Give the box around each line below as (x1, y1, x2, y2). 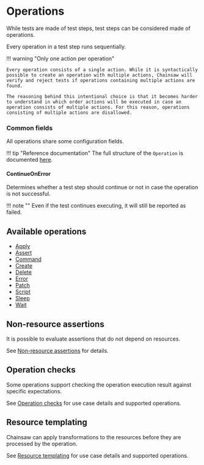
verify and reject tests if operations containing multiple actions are (6, 77, 195, 83)
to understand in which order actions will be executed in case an (6, 99, 182, 105)
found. (6, 83, 23, 89)
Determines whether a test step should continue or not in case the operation (6, 184, 199, 191)
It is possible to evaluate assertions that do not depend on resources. (6, 335, 181, 342)
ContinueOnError (6, 170, 51, 177)
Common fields (6, 124, 53, 132)
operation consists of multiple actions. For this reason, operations (6, 104, 190, 110)
